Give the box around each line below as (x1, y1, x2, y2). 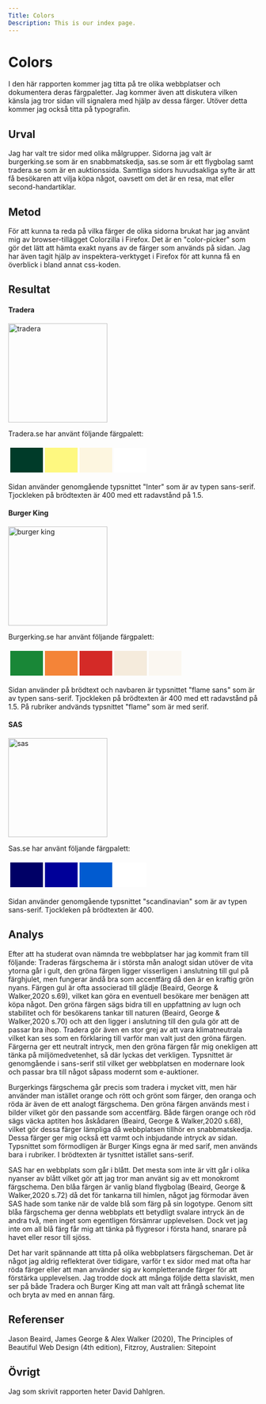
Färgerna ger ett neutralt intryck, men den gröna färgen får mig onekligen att (8, 1042, 258, 1051)
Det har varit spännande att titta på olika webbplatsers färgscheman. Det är (8, 1248, 254, 1257)
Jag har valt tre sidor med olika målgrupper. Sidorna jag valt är (8, 148, 212, 159)
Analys (8, 928, 44, 942)
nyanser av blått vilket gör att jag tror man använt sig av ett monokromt (8, 1173, 240, 1183)
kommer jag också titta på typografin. (8, 105, 131, 114)
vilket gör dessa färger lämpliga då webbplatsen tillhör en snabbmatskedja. (8, 1124, 253, 1134)
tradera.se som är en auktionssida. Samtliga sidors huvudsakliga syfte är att (8, 166, 256, 175)
